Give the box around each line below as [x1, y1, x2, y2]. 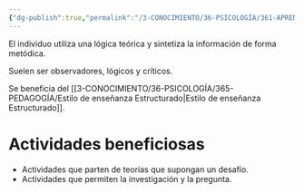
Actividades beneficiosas [8, 133, 205, 154]
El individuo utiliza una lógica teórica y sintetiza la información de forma [8, 38, 278, 49]
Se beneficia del [8, 82, 70, 93]
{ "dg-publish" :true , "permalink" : [8, 13, 135, 23]
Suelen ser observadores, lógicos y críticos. [8, 65, 173, 76]
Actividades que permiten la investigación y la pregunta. [21, 173, 232, 184]
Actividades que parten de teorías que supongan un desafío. [21, 164, 249, 175]
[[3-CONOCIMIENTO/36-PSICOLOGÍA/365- [71, 82, 234, 93]
